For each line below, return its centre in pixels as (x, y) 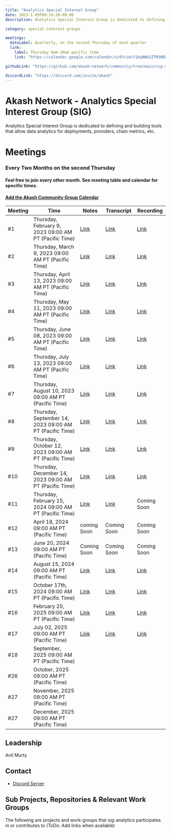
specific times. (21, 186)
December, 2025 (54, 712)
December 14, (51, 473)
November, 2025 (54, 691)
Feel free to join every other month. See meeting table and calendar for (82, 180)
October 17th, (50, 585)
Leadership (24, 743)
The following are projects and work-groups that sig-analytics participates (83, 820)
